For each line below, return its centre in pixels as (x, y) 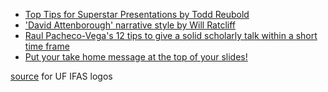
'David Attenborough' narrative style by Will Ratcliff (130, 25)
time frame (47, 46)
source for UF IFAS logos (61, 76)
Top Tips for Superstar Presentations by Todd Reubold (137, 14)
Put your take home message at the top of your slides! (136, 57)
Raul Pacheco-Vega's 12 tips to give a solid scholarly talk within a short (171, 35)
